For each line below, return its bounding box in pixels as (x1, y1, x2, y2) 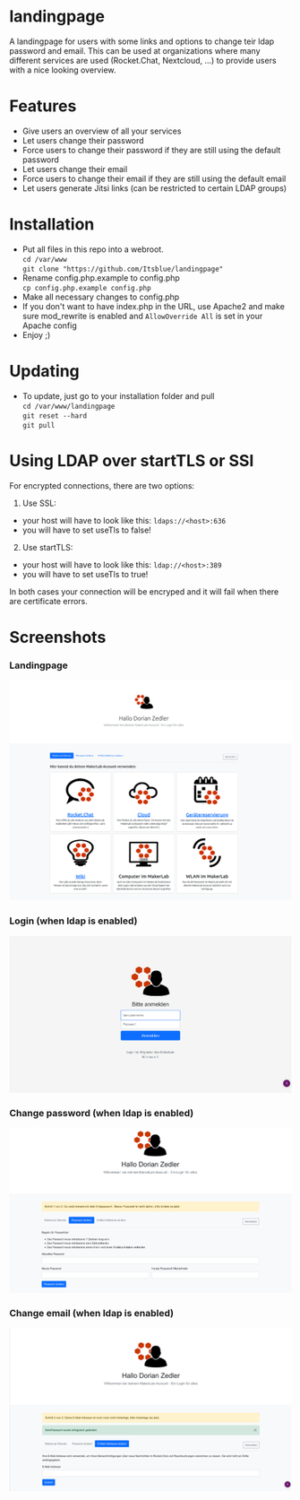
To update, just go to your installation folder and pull (21, 390, 215, 401)
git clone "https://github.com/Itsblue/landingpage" (21, 264, 224, 273)
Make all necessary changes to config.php (21, 291, 180, 302)
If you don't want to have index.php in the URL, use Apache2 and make (21, 300, 285, 311)
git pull (21, 421, 56, 429)
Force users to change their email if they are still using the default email (21, 173, 287, 184)
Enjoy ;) (21, 329, 51, 340)
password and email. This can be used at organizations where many (9, 45, 261, 56)
